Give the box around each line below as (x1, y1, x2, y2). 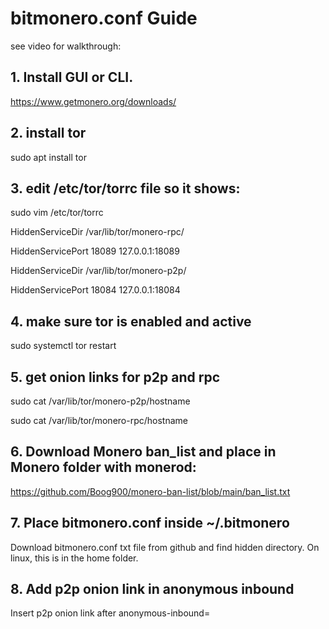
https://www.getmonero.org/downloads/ (10, 95, 177, 107)
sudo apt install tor (10, 151, 87, 163)
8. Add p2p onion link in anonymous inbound (10, 581, 295, 598)
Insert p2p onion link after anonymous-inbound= (10, 607, 211, 619)
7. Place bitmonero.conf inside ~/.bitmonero (10, 515, 290, 532)
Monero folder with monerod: (10, 459, 197, 476)
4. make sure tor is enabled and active (10, 313, 252, 330)
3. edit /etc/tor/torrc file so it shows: (10, 180, 241, 197)
